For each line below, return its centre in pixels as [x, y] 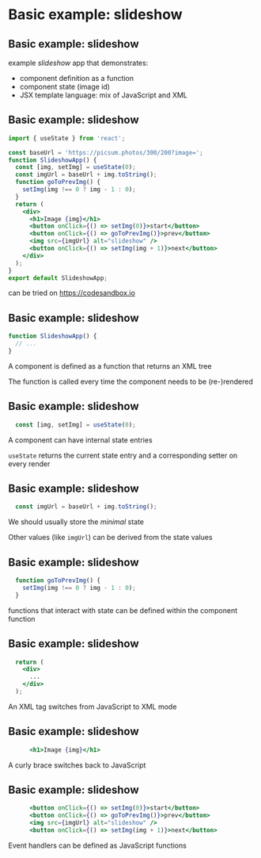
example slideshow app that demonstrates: [78, 63]
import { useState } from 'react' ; [67, 138]
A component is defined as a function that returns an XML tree [110, 366]
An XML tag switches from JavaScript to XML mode [93, 707]
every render [29, 463]
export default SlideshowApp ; [58, 278]
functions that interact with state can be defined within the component [123, 610]
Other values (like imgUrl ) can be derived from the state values [110, 538]
